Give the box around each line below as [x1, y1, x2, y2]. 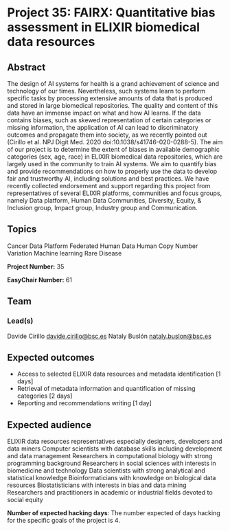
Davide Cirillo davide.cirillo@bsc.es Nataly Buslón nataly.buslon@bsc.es [7, 332, 211, 340]
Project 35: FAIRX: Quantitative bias [7, 5, 216, 21]
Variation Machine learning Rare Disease [7, 249, 122, 257]
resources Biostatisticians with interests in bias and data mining [7, 481, 187, 489]
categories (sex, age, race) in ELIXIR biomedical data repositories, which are [7, 152, 223, 161]
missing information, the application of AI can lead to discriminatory [7, 124, 199, 131]
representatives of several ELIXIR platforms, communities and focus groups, [7, 189, 222, 197]
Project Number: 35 [7, 262, 65, 271]
